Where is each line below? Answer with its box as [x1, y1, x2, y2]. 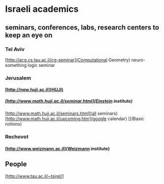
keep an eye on [5, 31, 53, 39]
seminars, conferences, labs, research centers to [5, 23, 159, 32]
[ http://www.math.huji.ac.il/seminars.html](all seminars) [5, 110, 118, 117]
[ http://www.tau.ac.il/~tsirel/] [5, 173, 64, 179]
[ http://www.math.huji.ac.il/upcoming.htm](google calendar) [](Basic [5, 116, 144, 122]
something [5, 62, 27, 68]
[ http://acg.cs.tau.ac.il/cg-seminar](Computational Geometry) [5, 57, 131, 63]
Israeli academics [5, 3, 79, 15]
